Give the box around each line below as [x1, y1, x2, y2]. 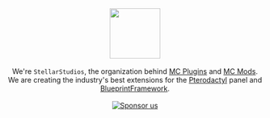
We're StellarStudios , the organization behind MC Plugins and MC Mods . [12, 67, 258, 76]
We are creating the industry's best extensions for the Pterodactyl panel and [7, 75, 263, 84]
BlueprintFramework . [99, 83, 171, 93]
